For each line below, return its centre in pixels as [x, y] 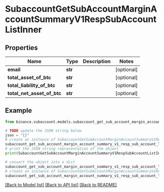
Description [97, 61]
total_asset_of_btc [29, 77]
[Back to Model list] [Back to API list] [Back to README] [61, 185]
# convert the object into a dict [40, 162]
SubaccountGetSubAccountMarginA [81, 9]
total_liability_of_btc [31, 85]
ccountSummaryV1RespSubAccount [81, 19]
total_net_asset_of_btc [35, 93]
